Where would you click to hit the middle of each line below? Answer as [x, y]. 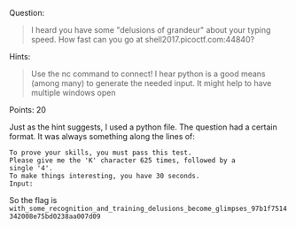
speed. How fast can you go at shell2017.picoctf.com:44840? [143, 39]
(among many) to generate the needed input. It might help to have [151, 83]
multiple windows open [73, 93]
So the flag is [33, 200]
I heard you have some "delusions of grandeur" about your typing [151, 30]
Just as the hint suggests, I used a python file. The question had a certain [143, 127]
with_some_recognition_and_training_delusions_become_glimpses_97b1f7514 [148, 208]
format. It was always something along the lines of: [102, 136]
